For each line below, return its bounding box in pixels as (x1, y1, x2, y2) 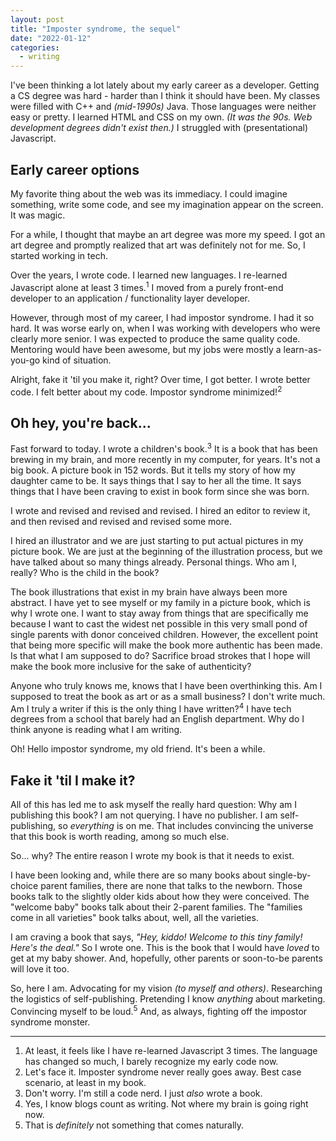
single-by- (268, 869, 312, 881)
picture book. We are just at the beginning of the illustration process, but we (10, 545, 323, 557)
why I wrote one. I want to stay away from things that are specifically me (10, 607, 309, 619)
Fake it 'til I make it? (10, 772, 136, 789)
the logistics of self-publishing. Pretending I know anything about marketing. (10, 993, 326, 1005)
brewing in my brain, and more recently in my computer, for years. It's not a (10, 453, 321, 465)
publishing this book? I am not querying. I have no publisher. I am (10, 809, 278, 821)
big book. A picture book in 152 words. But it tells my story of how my (10, 464, 296, 476)
